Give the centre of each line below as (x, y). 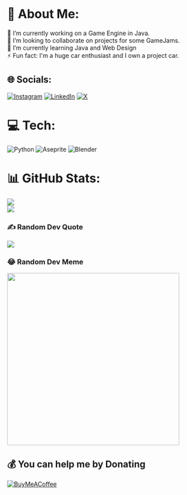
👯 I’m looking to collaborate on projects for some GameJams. (93, 40)
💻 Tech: (31, 125)
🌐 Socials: (30, 80)
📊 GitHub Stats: (54, 178)
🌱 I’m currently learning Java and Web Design (72, 48)
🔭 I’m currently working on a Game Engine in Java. (78, 33)
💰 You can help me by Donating (76, 464)
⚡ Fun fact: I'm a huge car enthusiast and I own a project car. (93, 55)
